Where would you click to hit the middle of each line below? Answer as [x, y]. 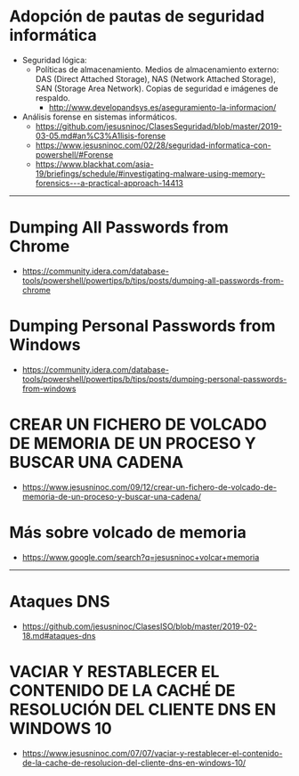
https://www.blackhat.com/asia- [94, 164]
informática [53, 35]
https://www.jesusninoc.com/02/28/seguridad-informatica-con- [153, 145]
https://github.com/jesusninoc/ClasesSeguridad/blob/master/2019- [158, 126]
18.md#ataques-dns [59, 635]
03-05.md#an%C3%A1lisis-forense [101, 135]
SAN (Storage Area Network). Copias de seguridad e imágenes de [157, 88]
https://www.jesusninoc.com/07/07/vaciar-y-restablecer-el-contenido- [152, 753]
